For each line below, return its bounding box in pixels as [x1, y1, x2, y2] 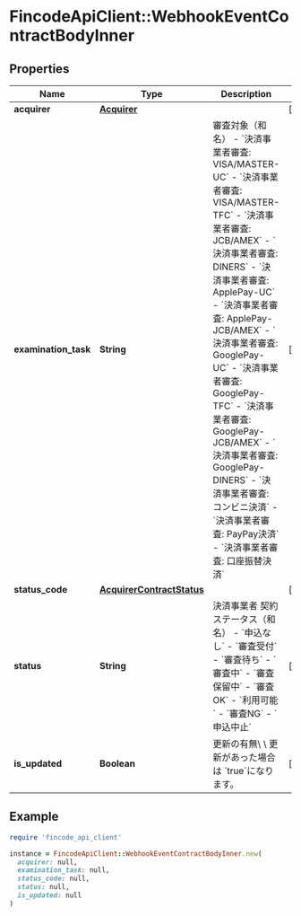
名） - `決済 [212, 133, 262, 145]
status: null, [17, 883, 70, 892]
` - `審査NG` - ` [212, 708, 278, 719]
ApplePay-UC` [212, 286, 276, 298]
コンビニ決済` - [212, 501, 279, 513]
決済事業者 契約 [212, 600, 279, 612]
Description [220, 88, 272, 100]
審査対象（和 [212, 119, 267, 131]
